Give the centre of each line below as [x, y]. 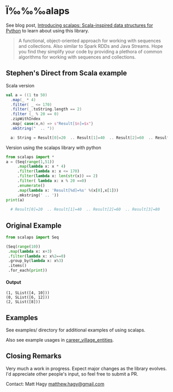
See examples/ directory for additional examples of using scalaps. [76, 330]
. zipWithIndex [25, 119]
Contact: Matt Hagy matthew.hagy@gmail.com [55, 384]
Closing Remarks [34, 356]
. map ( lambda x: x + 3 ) [30, 251]
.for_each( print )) [28, 270]
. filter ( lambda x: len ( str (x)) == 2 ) [57, 176]
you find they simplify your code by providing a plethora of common [90, 51]
